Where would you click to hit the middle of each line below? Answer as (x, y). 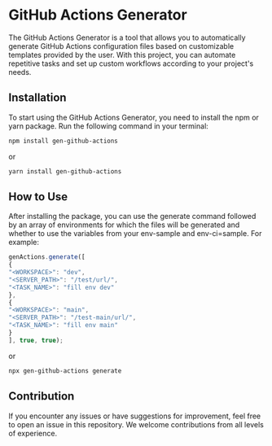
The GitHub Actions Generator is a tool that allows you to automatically (127, 37)
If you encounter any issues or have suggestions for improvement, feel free (135, 416)
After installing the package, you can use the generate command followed (132, 216)
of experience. (33, 433)
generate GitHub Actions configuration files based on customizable (121, 46)
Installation (37, 98)
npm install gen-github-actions (63, 141)
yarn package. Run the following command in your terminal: (109, 126)
